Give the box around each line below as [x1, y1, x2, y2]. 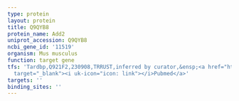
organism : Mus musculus [7, 51, 78, 58]
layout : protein [7, 17, 55, 24]
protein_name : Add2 [7, 30, 65, 38]
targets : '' [7, 76, 43, 84]
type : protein [7, 10, 50, 18]
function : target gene [7, 57, 75, 64]
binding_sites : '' [7, 83, 62, 90]
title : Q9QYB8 [7, 23, 50, 31]
